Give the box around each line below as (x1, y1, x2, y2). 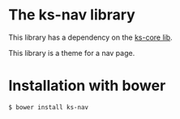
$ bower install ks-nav (8, 103, 89, 111)
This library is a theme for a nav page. (8, 48, 135, 57)
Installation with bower (8, 77, 166, 95)
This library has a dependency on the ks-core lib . (8, 32, 173, 42)
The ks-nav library (8, 6, 135, 24)
